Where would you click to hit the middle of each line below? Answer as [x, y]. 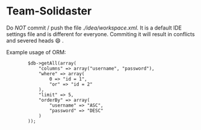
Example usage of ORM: [36, 52]
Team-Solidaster [49, 11]
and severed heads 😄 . [35, 40]
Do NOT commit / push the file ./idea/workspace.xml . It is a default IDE [94, 28]
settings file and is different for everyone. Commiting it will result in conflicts [100, 34]
